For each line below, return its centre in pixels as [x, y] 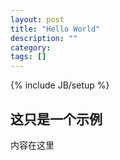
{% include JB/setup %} [60, 85]
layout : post [37, 19]
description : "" [44, 38]
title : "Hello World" [55, 29]
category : [31, 47]
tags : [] [28, 57]
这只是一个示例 [56, 119]
